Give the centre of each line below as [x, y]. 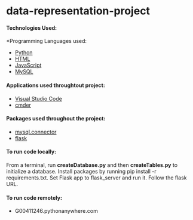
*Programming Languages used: [47, 41]
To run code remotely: [34, 197]
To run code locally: [31, 152]
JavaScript [28, 65]
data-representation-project [78, 11]
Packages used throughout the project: [56, 119]
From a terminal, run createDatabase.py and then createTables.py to [92, 165]
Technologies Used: [32, 27]
